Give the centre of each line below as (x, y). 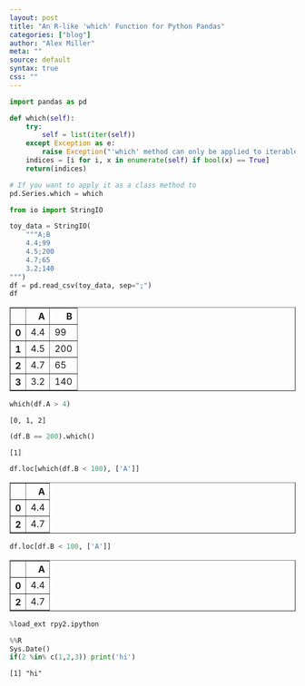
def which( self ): (42, 118)
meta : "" (26, 52)
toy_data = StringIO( (50, 226)
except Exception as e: (71, 143)
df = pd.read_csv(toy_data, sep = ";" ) (81, 285)
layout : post (34, 18)
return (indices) (57, 169)
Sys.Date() (30, 649)
